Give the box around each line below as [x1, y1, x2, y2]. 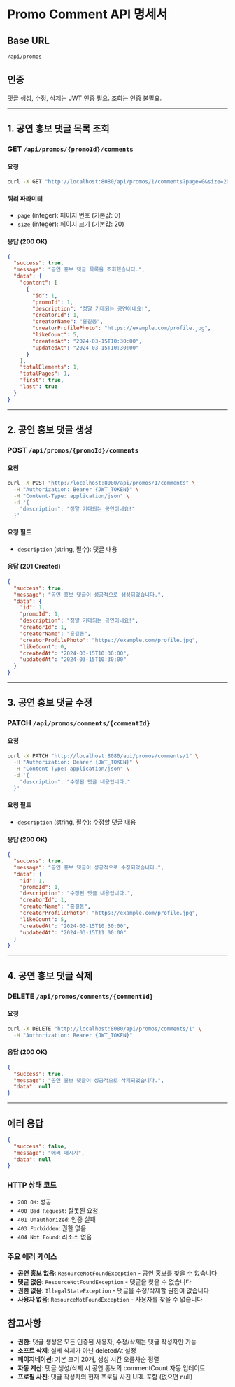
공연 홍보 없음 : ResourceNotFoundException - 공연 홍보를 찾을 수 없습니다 [17, 1269, 218, 1277]
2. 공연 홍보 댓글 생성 [7, 424, 93, 436]
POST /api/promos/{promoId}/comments [7, 446, 138, 455]
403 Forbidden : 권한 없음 [17, 1223, 87, 1232]
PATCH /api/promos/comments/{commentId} [7, 718, 150, 728]
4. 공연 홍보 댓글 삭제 [7, 969, 93, 981]
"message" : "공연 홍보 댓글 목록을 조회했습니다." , [13, 266, 145, 273]
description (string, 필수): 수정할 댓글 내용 [17, 818, 136, 826]
